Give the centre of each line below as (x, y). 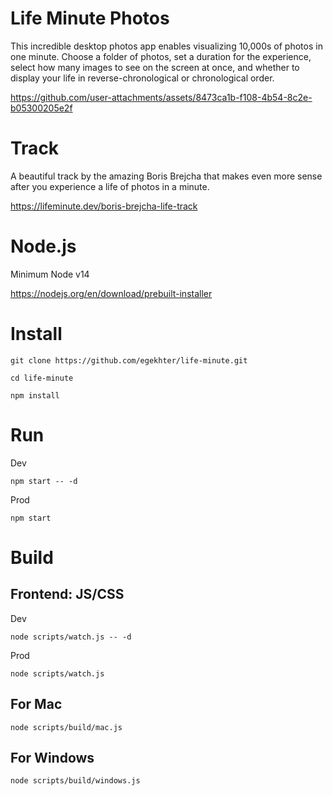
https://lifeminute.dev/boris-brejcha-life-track (104, 206)
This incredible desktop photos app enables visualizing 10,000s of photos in (166, 46)
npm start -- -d (44, 481)
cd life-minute (42, 378)
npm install (35, 395)
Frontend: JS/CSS (67, 594)
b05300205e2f (41, 108)
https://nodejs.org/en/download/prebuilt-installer (111, 293)
